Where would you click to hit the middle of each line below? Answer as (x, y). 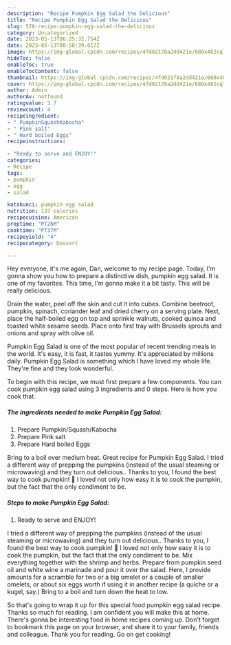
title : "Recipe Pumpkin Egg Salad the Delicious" (80, 20)
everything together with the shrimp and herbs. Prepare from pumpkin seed (114, 562)
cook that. (21, 396)
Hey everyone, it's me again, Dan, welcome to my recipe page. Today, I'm (111, 268)
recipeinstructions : (37, 142)
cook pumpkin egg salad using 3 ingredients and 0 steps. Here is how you (112, 389)
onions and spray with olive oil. (51, 333)
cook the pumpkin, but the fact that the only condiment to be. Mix (100, 556)
